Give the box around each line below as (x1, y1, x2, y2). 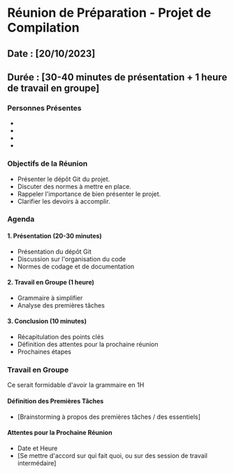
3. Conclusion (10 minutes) (7, 317, 87, 326)
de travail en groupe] (7, 82, 100, 94)
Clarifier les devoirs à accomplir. (17, 197, 110, 206)
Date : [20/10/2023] (7, 48, 96, 59)
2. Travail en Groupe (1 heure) (7, 278, 94, 287)
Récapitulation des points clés (17, 333, 104, 341)
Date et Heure (17, 444, 58, 452)
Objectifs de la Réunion (7, 159, 88, 168)
